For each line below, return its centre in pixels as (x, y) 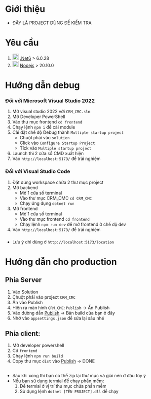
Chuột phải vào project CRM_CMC (44, 297)
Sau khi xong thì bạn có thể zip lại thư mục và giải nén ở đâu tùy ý (79, 375)
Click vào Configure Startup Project (57, 143)
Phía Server (23, 280)
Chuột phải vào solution (45, 138)
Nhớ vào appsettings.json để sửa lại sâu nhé (58, 318)
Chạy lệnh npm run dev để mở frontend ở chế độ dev (73, 224)
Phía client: (23, 334)
